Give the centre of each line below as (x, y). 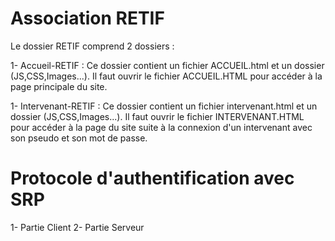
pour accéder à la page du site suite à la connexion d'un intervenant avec (161, 127)
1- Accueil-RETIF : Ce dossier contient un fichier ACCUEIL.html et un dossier (167, 65)
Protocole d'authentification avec (152, 178)
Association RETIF (87, 18)
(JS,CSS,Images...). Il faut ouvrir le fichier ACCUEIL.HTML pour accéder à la (166, 76)
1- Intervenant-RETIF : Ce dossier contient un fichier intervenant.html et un (164, 106)
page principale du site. (59, 86)
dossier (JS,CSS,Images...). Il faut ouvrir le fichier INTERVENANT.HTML (157, 116)
